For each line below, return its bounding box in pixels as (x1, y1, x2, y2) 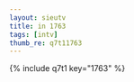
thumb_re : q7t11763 (9, 38, 83, 48)
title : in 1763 (9, 22, 67, 31)
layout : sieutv (9, 13, 67, 23)
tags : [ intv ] (9, 30, 58, 39)
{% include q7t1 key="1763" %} (9, 63, 126, 74)
